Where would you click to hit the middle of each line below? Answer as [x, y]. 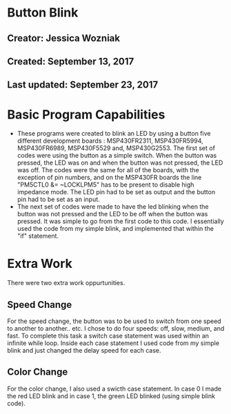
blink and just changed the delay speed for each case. [84, 351]
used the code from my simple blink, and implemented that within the [115, 229]
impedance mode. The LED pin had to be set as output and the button [116, 192]
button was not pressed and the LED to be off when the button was [112, 214]
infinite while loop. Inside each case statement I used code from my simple [113, 343]
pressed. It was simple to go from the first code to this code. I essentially [120, 221]
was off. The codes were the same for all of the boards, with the [108, 170]
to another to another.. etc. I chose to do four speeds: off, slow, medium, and [116, 329]
